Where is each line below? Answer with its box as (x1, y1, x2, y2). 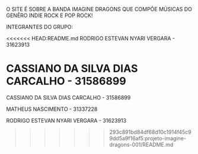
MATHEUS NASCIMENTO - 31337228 (6, 105, 98, 113)
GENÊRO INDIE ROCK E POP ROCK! (6, 12, 93, 19)
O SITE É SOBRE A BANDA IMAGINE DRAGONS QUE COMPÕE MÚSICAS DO (6, 6, 193, 12)
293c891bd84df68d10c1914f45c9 (109, 128, 191, 136)
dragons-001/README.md (109, 141, 174, 148)
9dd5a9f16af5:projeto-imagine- (109, 134, 187, 142)
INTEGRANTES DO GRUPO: (6, 24, 74, 30)
